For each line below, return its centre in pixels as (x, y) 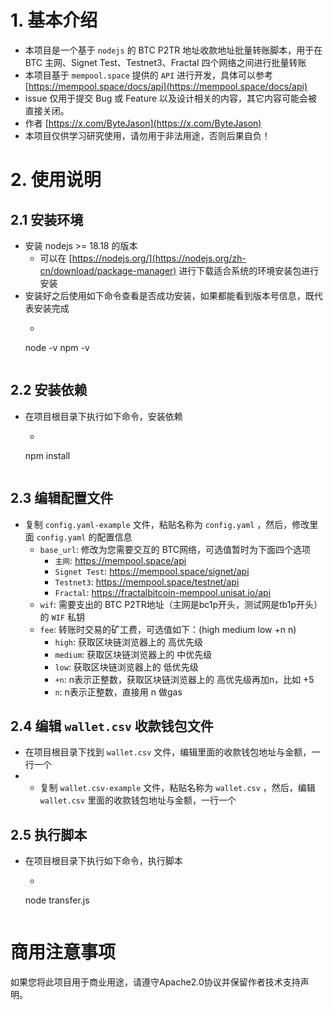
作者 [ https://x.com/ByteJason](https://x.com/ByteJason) (143, 123)
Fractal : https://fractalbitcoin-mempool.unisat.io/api (163, 592)
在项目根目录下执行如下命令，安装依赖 (103, 416)
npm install (47, 455)
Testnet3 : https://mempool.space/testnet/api (147, 582)
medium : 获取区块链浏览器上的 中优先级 (133, 654)
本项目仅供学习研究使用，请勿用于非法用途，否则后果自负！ (147, 135)
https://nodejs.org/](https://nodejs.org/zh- (159, 258)
